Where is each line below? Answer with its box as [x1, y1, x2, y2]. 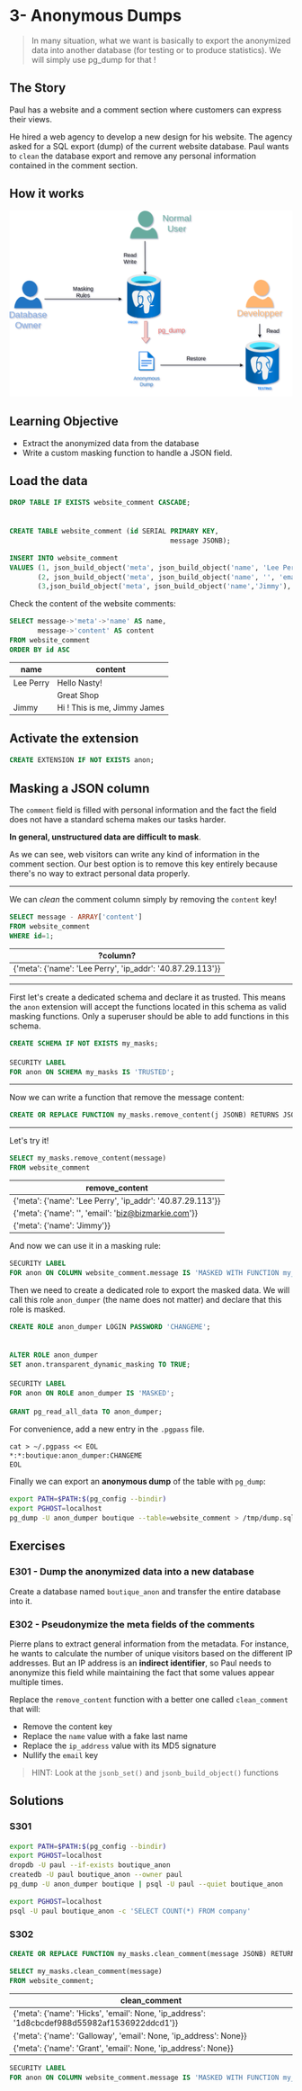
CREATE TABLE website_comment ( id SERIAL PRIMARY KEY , [9, 527, 219, 536]
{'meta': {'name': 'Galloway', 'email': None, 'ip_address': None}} [13, 2030, 247, 2041]
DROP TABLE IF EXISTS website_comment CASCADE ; [9, 498, 191, 507]
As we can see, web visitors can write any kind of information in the [9, 849, 261, 860]
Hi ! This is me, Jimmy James [57, 703, 164, 713]
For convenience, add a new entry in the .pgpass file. [9, 1423, 205, 1435]
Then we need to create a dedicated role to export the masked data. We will [9, 1284, 290, 1296]
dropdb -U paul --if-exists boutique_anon [9, 1861, 171, 1870]
